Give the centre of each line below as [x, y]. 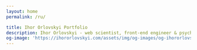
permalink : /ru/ [26, 17]
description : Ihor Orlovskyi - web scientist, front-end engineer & [91, 33]
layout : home [22, 11]
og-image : [18, 38]
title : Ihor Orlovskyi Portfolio [47, 27]
